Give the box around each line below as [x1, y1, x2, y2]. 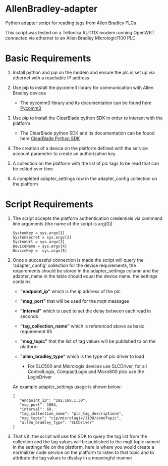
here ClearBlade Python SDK [20, 135, 80, 142]
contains [12, 278, 31, 285]
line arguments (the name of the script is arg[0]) [12, 220, 113, 226]
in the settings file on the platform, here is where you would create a [12, 444, 155, 450]
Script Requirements [5, 199, 93, 210]
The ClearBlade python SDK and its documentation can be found [20, 130, 155, 136]
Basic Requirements [5, 53, 91, 64]
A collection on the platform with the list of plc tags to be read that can [12, 160, 159, 166]
